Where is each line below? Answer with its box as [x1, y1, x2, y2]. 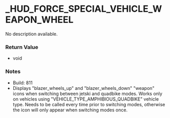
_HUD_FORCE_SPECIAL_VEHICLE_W [5, 3, 162, 15]
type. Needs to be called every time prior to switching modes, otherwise [12, 101, 165, 107]
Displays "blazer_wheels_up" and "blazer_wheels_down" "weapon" [12, 85, 155, 91]
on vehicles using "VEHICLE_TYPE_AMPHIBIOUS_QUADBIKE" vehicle [12, 96, 159, 102]
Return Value [5, 43, 38, 51]
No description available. [5, 31, 58, 37]
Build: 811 [12, 80, 33, 86]
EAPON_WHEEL [5, 14, 74, 26]
